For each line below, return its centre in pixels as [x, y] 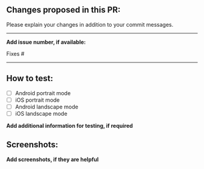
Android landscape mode [47, 107]
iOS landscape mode [41, 113]
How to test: [30, 78]
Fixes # [15, 53]
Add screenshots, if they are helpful [53, 159]
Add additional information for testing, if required [70, 125]
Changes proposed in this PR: [63, 10]
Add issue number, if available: [46, 42]
